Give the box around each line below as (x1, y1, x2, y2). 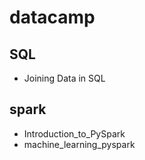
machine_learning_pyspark (23, 138, 136, 150)
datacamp (9, 6, 96, 29)
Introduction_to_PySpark (23, 127, 126, 140)
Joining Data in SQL (23, 72, 106, 84)
